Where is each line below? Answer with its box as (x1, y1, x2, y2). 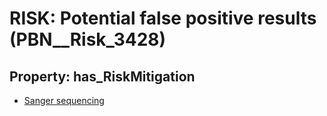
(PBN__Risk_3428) (9, 28, 167, 51)
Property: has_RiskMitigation (9, 68, 196, 85)
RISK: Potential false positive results (9, 7, 317, 30)
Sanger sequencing (23, 95, 105, 106)
